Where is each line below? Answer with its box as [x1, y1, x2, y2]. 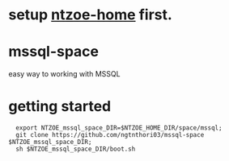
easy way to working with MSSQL [8, 69, 121, 79]
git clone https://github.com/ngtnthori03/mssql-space [15, 131, 205, 139]
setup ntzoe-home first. [8, 6, 172, 24]
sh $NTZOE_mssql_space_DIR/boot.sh [15, 145, 136, 154]
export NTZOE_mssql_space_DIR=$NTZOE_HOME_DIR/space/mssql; [15, 124, 223, 132]
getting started [8, 97, 112, 116]
